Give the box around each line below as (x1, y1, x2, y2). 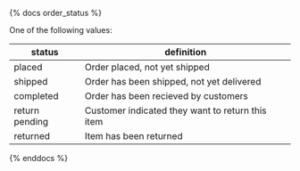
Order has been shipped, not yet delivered (84, 76, 262, 87)
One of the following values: (9, 25, 113, 35)
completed (13, 90, 59, 102)
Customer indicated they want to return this (84, 104, 267, 117)
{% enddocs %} (9, 153, 69, 163)
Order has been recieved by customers (84, 90, 248, 102)
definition (164, 46, 207, 58)
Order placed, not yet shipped (84, 61, 210, 73)
